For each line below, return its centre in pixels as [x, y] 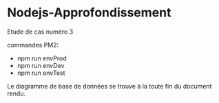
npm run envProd [42, 58]
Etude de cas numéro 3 [40, 32]
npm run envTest [41, 73]
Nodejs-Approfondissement [89, 13]
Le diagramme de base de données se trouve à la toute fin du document [109, 86]
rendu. [17, 93]
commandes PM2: [33, 45]
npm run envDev [41, 65]
